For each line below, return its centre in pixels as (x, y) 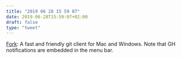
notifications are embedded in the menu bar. (60, 50)
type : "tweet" (24, 28)
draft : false (22, 22)
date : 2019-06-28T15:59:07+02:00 (47, 17)
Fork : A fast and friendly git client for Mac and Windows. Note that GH (91, 44)
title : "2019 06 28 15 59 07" (43, 11)
